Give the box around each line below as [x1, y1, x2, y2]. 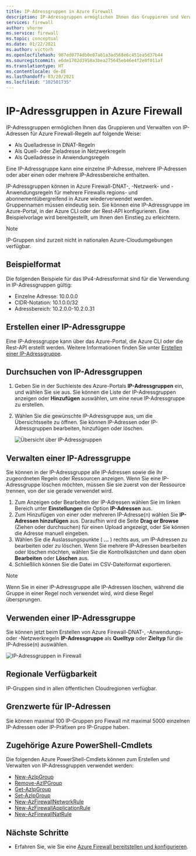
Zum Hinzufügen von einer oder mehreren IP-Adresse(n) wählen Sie [14, 511, 178, 518]
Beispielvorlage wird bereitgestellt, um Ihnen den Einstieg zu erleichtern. [6, 214, 180, 221]
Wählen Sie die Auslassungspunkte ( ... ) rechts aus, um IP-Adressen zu [14, 536, 188, 543]
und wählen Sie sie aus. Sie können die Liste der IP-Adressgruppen [14, 389, 176, 396]
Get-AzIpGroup [14, 786, 51, 793]
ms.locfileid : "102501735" [6, 80, 72, 85]
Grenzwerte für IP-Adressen [6, 702, 111, 711]
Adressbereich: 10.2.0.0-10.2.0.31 [14, 305, 95, 312]
